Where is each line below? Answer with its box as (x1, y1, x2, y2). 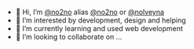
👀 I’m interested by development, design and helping (15, 16, 186, 25)
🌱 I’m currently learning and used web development (15, 24, 183, 33)
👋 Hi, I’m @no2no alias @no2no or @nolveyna (15, 8, 165, 16)
